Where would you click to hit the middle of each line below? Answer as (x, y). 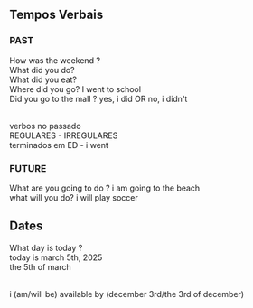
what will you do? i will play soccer (74, 197)
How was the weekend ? (55, 60)
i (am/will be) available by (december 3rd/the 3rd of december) (127, 294)
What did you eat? (43, 79)
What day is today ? (46, 247)
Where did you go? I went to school (75, 89)
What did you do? (42, 70)
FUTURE (28, 168)
